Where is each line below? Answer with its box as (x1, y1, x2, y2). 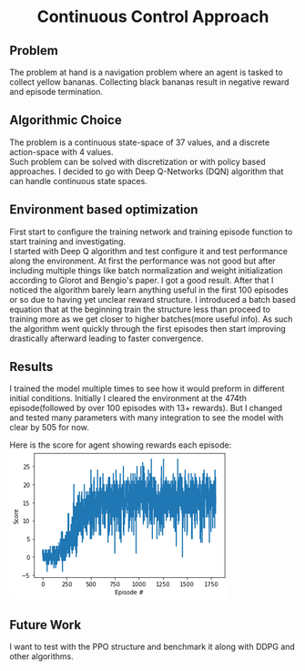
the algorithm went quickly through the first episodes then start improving (9, 323, 287, 334)
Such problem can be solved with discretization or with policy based (9, 156, 266, 167)
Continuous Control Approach (36, 6, 269, 27)
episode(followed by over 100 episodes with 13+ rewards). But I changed (9, 403, 283, 414)
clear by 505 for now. (9, 422, 89, 433)
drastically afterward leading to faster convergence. (9, 333, 204, 344)
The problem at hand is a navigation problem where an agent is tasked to (9, 67, 284, 77)
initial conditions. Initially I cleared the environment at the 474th (9, 393, 248, 404)
